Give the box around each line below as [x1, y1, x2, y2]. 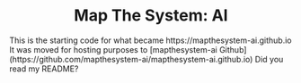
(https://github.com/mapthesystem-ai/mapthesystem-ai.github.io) [9, 54, 253, 64]
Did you [254, 54, 284, 64]
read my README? [9, 63, 79, 74]
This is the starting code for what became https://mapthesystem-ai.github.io [9, 35, 292, 46]
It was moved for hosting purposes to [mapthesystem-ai [9, 44, 217, 54]
